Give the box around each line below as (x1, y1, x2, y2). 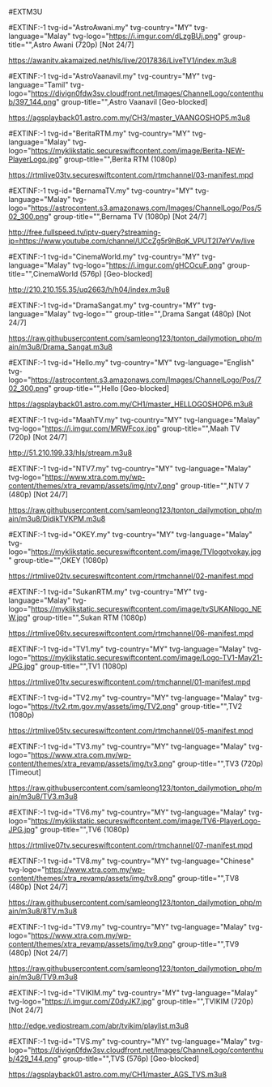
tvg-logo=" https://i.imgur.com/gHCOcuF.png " (72, 260, 226, 270)
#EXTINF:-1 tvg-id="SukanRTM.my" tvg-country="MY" (8, 587, 192, 596)
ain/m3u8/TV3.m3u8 (8, 792, 79, 801)
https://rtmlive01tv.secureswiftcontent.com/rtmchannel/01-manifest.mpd (8, 677, 251, 686)
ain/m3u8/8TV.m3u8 (8, 906, 78, 916)
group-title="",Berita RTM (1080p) (63, 154, 177, 164)
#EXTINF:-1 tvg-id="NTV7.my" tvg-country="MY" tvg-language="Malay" (8, 464, 252, 473)
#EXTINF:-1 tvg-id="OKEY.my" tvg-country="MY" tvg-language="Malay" (8, 530, 253, 539)
